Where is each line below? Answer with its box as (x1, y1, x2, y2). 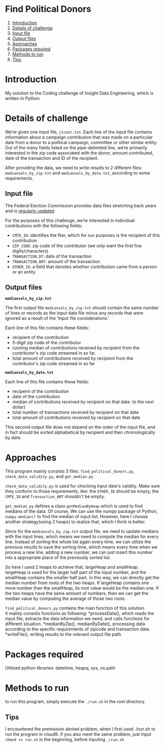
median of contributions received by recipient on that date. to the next (12, 399, 154, 405)
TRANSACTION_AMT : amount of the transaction (12, 258, 101, 264)
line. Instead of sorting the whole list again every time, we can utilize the (5, 539, 151, 545)
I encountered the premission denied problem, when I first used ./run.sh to (5, 726, 156, 732)
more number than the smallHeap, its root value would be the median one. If (5, 585, 159, 591)
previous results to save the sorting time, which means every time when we (5, 544, 158, 550)
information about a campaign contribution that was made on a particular (5, 134, 153, 140)
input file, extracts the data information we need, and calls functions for (5, 616, 150, 622)
